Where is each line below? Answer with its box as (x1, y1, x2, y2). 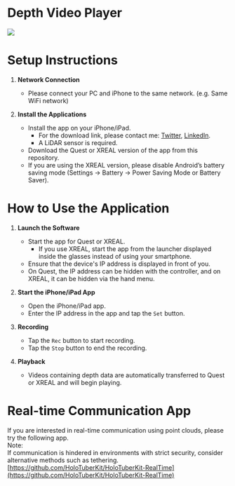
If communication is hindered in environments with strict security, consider (7, 448, 223, 457)
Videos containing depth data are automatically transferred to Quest (27, 370, 225, 379)
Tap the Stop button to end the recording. (27, 344, 147, 352)
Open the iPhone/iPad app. (27, 302, 107, 310)
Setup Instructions (7, 53, 118, 68)
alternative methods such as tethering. (7, 456, 119, 464)
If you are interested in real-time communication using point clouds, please (7, 426, 224, 434)
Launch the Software (17, 223, 80, 232)
